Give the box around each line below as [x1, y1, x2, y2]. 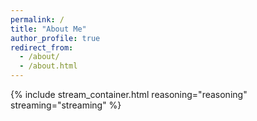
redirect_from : [10, 42, 74, 53]
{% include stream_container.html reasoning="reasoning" [10, 89, 248, 100]
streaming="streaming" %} [10, 99, 122, 111]
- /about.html [19, 61, 78, 71]
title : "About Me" [10, 24, 87, 34]
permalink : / [10, 14, 65, 25]
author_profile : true [10, 33, 101, 43]
